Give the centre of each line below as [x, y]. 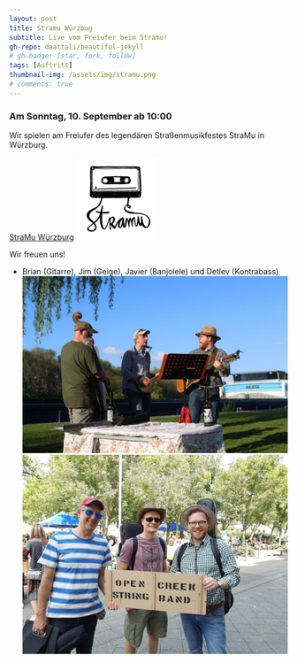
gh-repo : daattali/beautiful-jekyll [76, 47]
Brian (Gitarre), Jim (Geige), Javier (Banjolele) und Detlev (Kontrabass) [150, 272]
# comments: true [41, 84]
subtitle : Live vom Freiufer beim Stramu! [88, 37]
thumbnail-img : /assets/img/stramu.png [83, 75]
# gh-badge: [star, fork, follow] [73, 56]
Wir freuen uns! [38, 254]
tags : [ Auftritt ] [41, 66]
